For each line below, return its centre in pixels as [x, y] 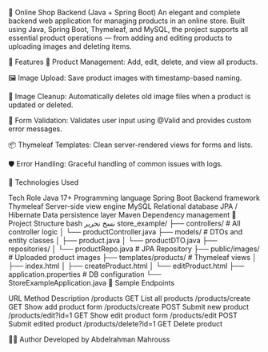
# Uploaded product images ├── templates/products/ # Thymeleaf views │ [133, 257]
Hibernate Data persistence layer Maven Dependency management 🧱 [122, 215]
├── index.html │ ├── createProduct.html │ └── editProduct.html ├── [126, 266]
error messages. [35, 129]
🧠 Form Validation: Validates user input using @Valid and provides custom [130, 120]
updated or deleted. [41, 105]
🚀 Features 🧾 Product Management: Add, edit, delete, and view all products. [133, 62]
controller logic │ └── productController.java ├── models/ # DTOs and [125, 232]
